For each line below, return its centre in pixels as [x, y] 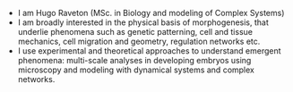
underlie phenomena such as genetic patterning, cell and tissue [135, 32]
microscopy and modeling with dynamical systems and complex [136, 70]
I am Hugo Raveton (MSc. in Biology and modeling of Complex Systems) [151, 13]
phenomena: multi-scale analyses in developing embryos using [134, 60]
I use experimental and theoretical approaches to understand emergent [149, 51]
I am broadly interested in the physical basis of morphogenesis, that [143, 22]
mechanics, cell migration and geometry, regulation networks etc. [139, 41]
